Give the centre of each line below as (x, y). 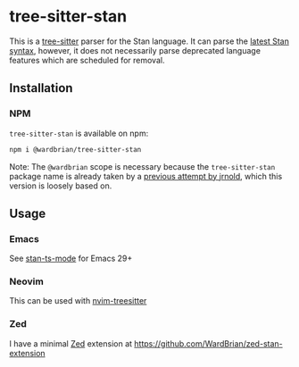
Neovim (27, 281)
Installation (41, 88)
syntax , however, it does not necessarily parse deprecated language (135, 50)
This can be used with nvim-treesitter (78, 301)
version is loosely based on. (61, 186)
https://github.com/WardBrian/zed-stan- (208, 343)
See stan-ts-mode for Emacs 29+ (71, 259)
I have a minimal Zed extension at (71, 343)
